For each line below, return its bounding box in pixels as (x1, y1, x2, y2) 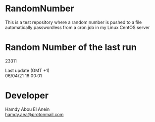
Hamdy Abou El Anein (5, 106, 50, 112)
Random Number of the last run (5, 42, 137, 53)
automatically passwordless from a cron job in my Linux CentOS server (5, 24, 150, 30)
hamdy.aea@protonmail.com (5, 111, 64, 117)
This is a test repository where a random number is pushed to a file (5, 19, 142, 25)
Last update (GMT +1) (5, 67, 50, 73)
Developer (5, 90, 49, 101)
